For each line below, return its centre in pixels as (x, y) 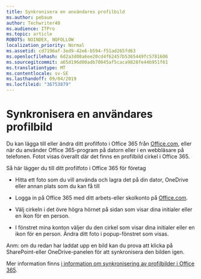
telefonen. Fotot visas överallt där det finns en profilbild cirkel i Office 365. (98, 156)
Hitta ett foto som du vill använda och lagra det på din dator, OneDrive (101, 179)
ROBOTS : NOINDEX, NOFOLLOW (40, 40)
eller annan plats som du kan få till (57, 186)
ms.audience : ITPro (31, 29)
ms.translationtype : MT (36, 68)
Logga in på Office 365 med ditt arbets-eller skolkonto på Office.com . (101, 198)
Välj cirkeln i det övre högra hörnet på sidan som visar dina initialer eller (104, 209)
